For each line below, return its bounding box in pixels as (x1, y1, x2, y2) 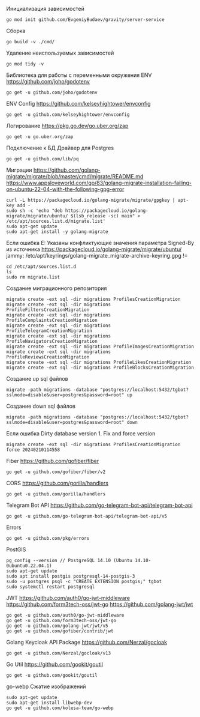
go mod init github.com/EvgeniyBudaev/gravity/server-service (6, 17, 165, 23)
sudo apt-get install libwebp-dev (6, 700, 93, 706)
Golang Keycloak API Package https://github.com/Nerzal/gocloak (6, 639, 168, 646)
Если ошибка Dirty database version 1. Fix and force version (6, 430, 156, 437)
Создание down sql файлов (6, 402, 76, 410)
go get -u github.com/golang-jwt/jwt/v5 (6, 623, 109, 629)
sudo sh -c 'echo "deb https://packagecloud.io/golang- (6, 208, 149, 214)
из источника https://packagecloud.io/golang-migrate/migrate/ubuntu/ (6, 246, 182, 253)
